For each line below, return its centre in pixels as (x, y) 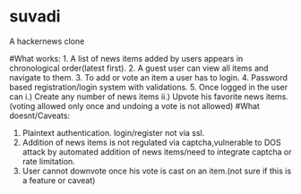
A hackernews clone (47, 41)
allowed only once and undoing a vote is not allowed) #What (148, 105)
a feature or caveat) (59, 180)
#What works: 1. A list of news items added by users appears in (126, 58)
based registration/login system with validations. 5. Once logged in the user (149, 87)
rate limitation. (49, 161)
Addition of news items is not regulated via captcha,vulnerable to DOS (151, 142)
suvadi (35, 17)
